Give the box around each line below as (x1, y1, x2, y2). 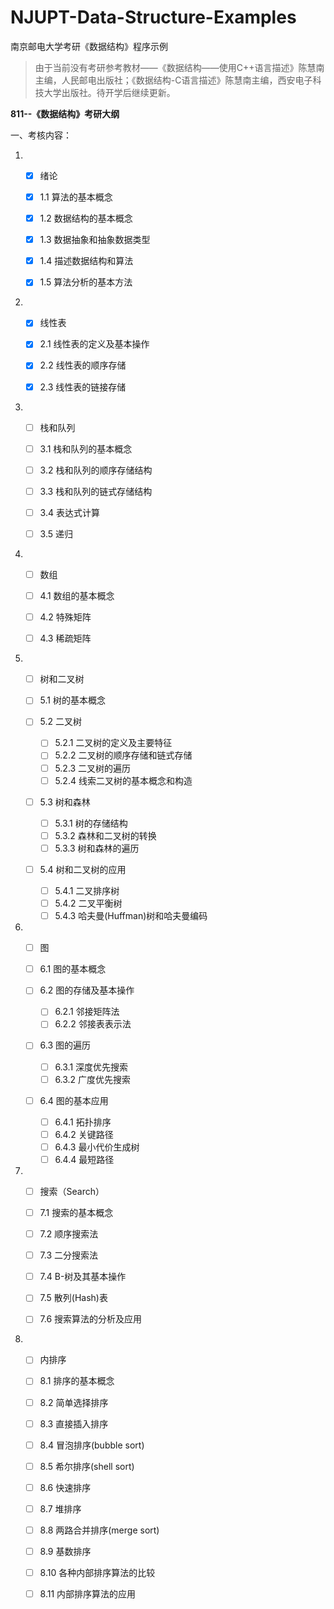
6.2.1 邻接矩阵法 (54, 1006, 120, 1018)
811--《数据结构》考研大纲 (10, 107, 120, 120)
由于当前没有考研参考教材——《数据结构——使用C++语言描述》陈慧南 (34, 61, 325, 73)
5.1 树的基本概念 (39, 694, 106, 706)
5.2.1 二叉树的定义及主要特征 (54, 737, 173, 749)
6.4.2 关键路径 (54, 1128, 114, 1140)
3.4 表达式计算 (39, 506, 100, 518)
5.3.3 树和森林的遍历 (54, 842, 140, 854)
